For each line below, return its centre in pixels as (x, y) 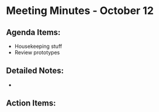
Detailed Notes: (35, 71)
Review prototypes (37, 52)
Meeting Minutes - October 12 (80, 11)
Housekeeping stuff (38, 46)
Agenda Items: (33, 32)
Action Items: (31, 103)
